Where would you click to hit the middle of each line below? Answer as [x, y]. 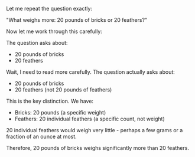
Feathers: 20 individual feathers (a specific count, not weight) [90, 119]
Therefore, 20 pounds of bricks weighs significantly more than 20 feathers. [97, 148]
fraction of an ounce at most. [41, 136]
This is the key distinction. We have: [50, 101]
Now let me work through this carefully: [54, 31]
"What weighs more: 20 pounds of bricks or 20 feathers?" [77, 20]
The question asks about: [37, 43]
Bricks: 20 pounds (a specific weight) [60, 112]
